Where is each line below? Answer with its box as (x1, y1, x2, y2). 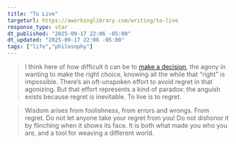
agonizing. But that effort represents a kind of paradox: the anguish (24, 85, 221, 93)
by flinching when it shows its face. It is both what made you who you (24, 121, 228, 129)
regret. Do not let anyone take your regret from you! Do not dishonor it (24, 114, 229, 122)
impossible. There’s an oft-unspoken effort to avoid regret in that (24, 78, 213, 85)
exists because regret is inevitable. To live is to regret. (24, 92, 182, 101)
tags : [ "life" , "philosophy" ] (7, 43, 93, 50)
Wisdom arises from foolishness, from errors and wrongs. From (24, 107, 210, 114)
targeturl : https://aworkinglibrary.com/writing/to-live (7, 17, 179, 24)
